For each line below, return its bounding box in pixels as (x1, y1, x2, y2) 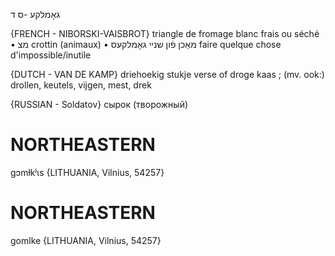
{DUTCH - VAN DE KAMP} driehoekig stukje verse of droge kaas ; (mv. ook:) (10, 69, 325, 80)
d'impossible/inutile (10, 49, 92, 61)
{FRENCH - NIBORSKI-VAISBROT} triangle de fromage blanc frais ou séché (10, 28, 320, 39)
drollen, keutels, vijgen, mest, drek (10, 79, 152, 91)
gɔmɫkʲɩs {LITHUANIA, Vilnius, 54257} (10, 166, 165, 178)
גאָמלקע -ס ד (10, 9, 61, 20)
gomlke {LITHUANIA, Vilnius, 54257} (10, 234, 162, 246)
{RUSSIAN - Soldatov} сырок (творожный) (10, 99, 189, 110)
